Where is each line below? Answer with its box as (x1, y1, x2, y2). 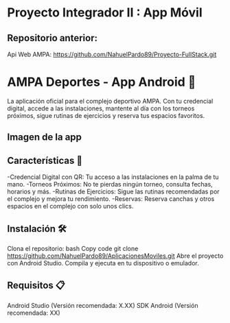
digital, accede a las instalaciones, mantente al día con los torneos (7, 104, 195, 112)
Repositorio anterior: (7, 32, 98, 44)
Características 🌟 (7, 154, 83, 166)
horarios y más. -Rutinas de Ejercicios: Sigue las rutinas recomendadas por (7, 187, 220, 196)
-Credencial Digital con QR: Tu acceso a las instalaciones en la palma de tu (7, 173, 219, 181)
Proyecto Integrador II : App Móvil (7, 5, 203, 21)
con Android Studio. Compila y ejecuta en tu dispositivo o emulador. (7, 259, 199, 267)
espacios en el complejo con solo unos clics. (7, 202, 134, 211)
